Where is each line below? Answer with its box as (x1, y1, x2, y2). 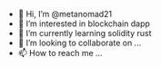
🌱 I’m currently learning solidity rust (17, 28, 152, 38)
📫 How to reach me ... (17, 48, 103, 58)
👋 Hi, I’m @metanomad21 (17, 9, 113, 19)
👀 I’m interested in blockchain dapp (17, 18, 150, 29)
